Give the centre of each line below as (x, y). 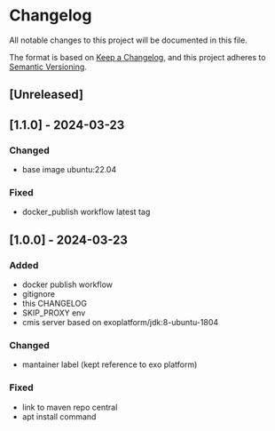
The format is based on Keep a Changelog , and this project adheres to (137, 57)
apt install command (59, 416)
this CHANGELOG (54, 303)
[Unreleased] (47, 95)
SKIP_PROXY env (54, 313)
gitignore (39, 294)
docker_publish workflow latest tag (86, 212)
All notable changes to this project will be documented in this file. (129, 40)
